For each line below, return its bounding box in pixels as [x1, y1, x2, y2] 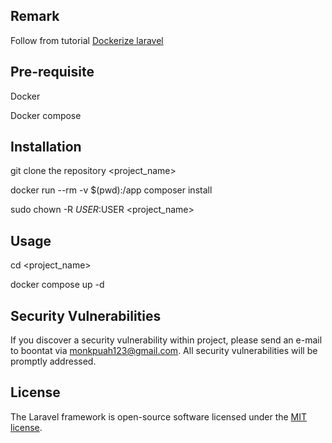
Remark [10, 8, 60, 25]
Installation [10, 139, 82, 156]
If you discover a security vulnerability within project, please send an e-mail [10, 334, 323, 346]
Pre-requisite [10, 64, 95, 81]
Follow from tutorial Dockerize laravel [10, 34, 164, 46]
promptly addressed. [10, 355, 97, 368]
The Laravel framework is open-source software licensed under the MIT [10, 410, 308, 423]
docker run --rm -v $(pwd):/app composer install [10, 184, 213, 196]
